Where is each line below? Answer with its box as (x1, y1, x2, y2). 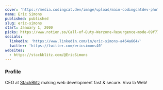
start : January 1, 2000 (5, 25, 53, 30)
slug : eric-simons (5, 20, 42, 26)
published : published (5, 16, 49, 21)
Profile (5, 69, 21, 75)
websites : (5, 48, 25, 53)
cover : (5, 7, 18, 12)
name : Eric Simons (5, 12, 42, 17)
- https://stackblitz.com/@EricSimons (9, 52, 88, 57)
